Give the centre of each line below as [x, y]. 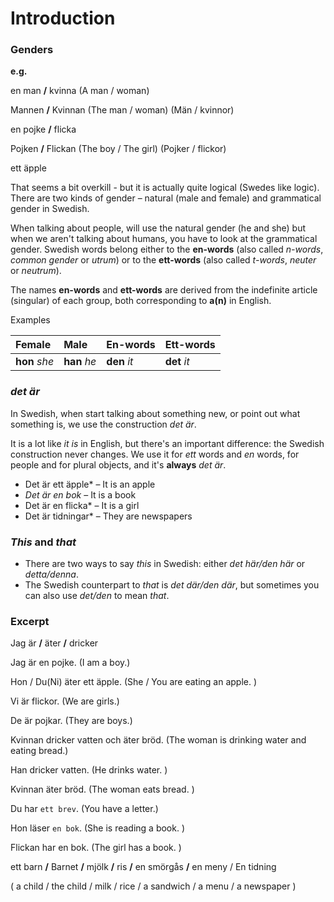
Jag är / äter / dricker [54, 643]
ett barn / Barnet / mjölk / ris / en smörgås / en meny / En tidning [143, 867]
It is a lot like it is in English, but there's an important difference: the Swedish [167, 443]
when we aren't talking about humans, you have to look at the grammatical [164, 239]
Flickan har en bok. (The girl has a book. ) [96, 848]
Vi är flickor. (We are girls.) [65, 701]
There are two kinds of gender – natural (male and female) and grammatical [166, 198]
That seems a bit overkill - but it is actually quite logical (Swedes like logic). [165, 188]
